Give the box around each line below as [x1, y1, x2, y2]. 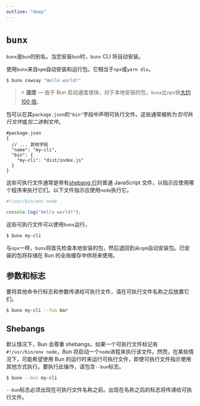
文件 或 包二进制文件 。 [11, 118, 64, 125]
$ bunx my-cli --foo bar [6, 307, 68, 313]
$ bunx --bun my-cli [6, 374, 58, 381]
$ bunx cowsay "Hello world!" [6, 77, 82, 84]
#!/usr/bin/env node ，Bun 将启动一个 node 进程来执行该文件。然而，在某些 [6, 347, 189, 355]
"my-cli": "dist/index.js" [17, 158, 84, 164]
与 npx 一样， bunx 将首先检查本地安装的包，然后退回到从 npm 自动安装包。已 [6, 244, 185, 251]
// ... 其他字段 [11, 142, 49, 148]
